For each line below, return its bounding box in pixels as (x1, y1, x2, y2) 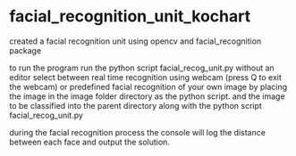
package (9, 45, 42, 55)
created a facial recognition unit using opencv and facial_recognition (9, 36, 262, 46)
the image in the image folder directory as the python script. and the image (9, 91, 285, 102)
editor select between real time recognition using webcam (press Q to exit (9, 71, 282, 82)
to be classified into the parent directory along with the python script (9, 100, 262, 111)
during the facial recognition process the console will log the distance (9, 127, 266, 137)
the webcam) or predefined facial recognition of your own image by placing (9, 81, 288, 92)
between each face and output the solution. (9, 136, 170, 147)
